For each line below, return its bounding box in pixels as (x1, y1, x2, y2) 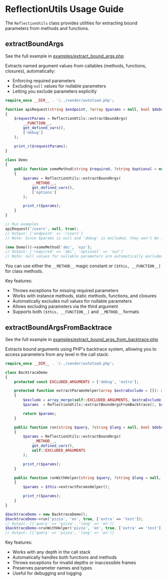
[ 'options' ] (31, 190, 57, 195)
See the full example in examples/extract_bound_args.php (5, 53, 124, 59)
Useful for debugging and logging (12, 570, 82, 577)
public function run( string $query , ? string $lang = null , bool (14, 425, 150, 430)
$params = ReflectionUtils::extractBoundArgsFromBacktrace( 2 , (23, 402, 157, 407)
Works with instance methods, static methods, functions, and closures (12, 293, 157, 299)
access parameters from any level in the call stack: (5, 351, 109, 357)
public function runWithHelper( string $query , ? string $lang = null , (14, 475, 162, 480)
